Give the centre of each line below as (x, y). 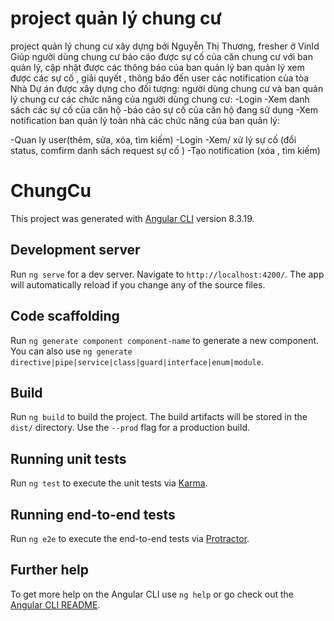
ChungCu (51, 191)
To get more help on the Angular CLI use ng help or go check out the (152, 594)
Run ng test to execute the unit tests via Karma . (109, 483)
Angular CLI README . (55, 604)
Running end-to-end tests (93, 514)
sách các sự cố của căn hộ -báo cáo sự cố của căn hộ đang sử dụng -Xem (164, 109)
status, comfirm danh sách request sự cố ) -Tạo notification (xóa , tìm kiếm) (165, 150)
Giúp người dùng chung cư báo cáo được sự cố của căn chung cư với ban (161, 56)
